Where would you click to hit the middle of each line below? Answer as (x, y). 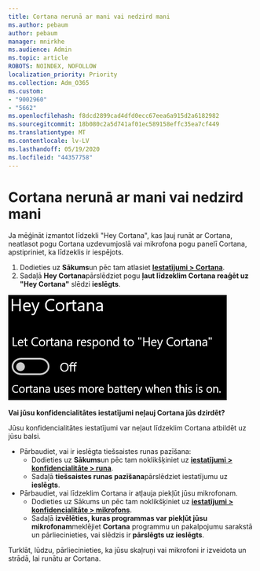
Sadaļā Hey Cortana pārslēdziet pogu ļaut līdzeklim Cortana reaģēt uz (134, 276)
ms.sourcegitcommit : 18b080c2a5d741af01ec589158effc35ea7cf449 (114, 124)
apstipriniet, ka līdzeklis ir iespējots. (66, 252)
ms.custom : (26, 91)
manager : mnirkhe (37, 42)
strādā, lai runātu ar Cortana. (55, 558)
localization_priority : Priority (63, 75)
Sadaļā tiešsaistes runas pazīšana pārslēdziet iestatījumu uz (129, 477)
